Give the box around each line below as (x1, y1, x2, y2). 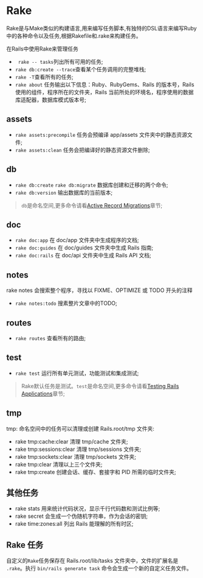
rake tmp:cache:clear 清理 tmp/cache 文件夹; (15, 437, 129, 445)
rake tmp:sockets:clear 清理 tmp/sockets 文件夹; (15, 453, 137, 460)
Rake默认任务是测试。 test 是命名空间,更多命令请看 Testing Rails (21, 382, 179, 389)
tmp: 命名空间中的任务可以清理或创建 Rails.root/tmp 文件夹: (6, 425, 155, 432)
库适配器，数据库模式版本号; (15, 96, 87, 103)
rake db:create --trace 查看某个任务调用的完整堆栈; (15, 65, 146, 73)
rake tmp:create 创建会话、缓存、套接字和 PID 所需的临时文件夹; (15, 468, 176, 475)
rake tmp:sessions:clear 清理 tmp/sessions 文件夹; (15, 445, 142, 453)
